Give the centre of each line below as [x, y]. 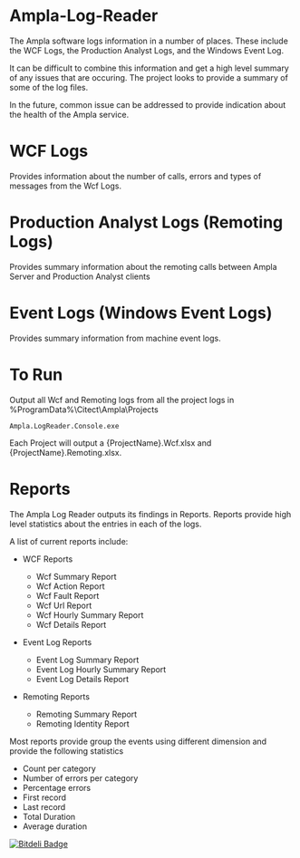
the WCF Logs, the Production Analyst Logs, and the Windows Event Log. [146, 50]
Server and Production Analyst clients [80, 276]
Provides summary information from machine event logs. [115, 338]
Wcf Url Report [64, 605]
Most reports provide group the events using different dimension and [138, 741]
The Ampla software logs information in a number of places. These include [149, 41]
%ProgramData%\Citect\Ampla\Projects [84, 410]
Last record [44, 806]
